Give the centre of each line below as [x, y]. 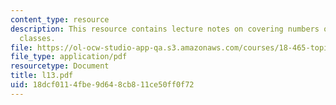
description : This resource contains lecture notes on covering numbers [165, 29]
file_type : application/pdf [69, 57]
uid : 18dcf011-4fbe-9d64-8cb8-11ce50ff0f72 [102, 85]
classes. [37, 38]
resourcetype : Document [60, 66]
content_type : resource [60, 19]
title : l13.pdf [42, 76]
